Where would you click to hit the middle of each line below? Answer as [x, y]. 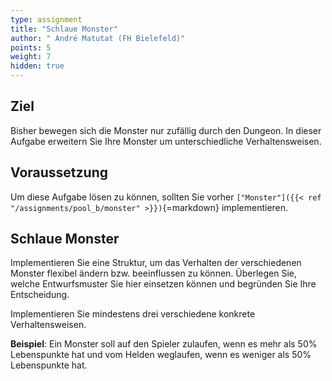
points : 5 [31, 47]
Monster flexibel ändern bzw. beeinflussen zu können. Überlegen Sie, [154, 273]
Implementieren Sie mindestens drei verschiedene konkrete [133, 314]
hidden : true [37, 66]
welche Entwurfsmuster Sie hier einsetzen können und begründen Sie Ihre [163, 284]
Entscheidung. [40, 295]
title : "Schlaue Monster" [64, 29]
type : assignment [46, 19]
